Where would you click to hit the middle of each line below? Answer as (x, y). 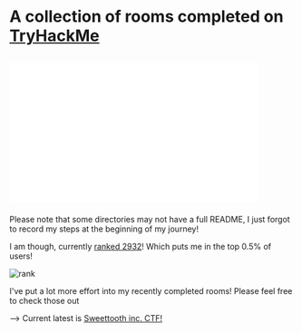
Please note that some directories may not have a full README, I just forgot (150, 219)
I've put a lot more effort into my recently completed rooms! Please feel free (151, 291)
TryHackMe (54, 36)
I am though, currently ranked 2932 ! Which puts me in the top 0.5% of (141, 247)
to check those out (44, 301)
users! (21, 256)
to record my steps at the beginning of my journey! (104, 229)
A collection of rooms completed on (146, 17)
